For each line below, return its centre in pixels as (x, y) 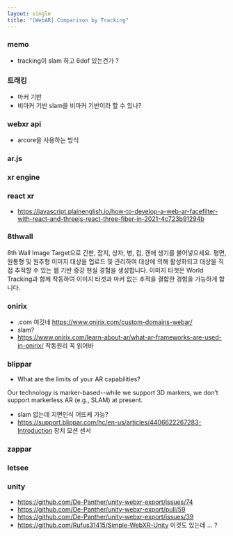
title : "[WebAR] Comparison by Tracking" (68, 20)
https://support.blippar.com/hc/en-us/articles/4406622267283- (109, 422)
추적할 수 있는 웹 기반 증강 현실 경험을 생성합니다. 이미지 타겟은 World (109, 270)
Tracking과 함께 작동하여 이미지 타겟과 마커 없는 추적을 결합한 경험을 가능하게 (112, 279)
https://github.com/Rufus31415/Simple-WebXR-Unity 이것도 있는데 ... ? (117, 525)
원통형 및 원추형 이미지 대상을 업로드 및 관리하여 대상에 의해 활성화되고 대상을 (112, 261)
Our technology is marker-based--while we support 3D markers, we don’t (113, 393)
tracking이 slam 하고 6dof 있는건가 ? (68, 61)
